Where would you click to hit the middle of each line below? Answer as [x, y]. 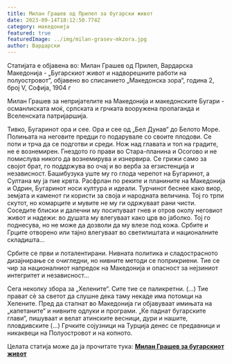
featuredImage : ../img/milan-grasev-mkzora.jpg [77, 40]
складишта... [26, 240]
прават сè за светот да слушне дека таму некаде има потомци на [105, 296]
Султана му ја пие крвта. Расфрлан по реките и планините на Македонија [116, 181]
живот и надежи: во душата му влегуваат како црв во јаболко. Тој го [109, 218]
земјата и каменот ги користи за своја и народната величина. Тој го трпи [116, 196]
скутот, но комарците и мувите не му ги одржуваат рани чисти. [101, 203]
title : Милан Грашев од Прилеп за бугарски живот [80, 14]
